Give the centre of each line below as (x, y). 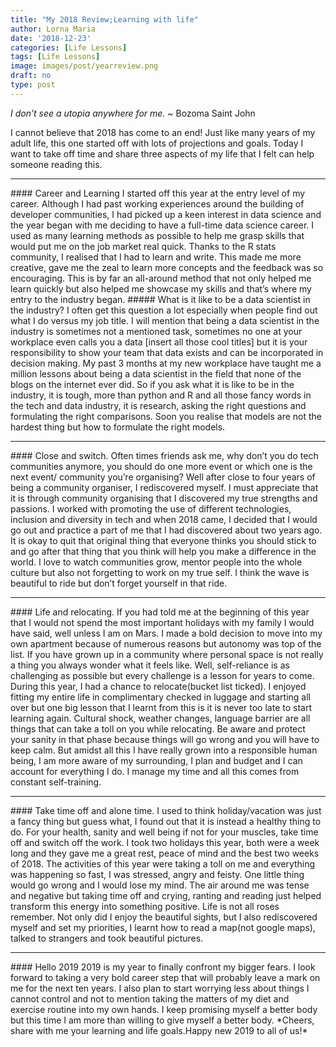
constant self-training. (56, 782)
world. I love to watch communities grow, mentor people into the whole (156, 562)
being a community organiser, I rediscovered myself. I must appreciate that (164, 487)
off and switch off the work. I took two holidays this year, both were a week (165, 842)
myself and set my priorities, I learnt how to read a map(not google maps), (163, 927)
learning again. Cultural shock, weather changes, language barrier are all (160, 718)
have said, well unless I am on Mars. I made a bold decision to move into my (166, 633)
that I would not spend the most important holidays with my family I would (162, 622)
